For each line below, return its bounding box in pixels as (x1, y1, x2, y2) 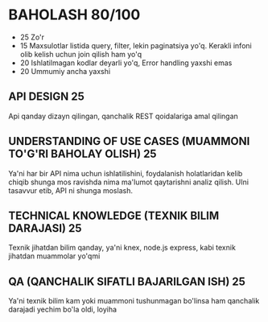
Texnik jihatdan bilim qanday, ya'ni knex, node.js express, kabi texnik (8, 243, 236, 253)
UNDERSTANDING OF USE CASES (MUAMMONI (8, 134, 250, 148)
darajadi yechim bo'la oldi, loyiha (8, 304, 118, 315)
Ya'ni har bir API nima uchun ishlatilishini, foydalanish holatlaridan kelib (8, 168, 243, 178)
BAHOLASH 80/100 (8, 6, 141, 24)
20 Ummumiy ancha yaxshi (19, 66, 111, 76)
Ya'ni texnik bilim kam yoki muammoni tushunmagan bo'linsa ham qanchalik (8, 296, 260, 306)
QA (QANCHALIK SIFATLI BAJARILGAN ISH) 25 (8, 275, 245, 288)
